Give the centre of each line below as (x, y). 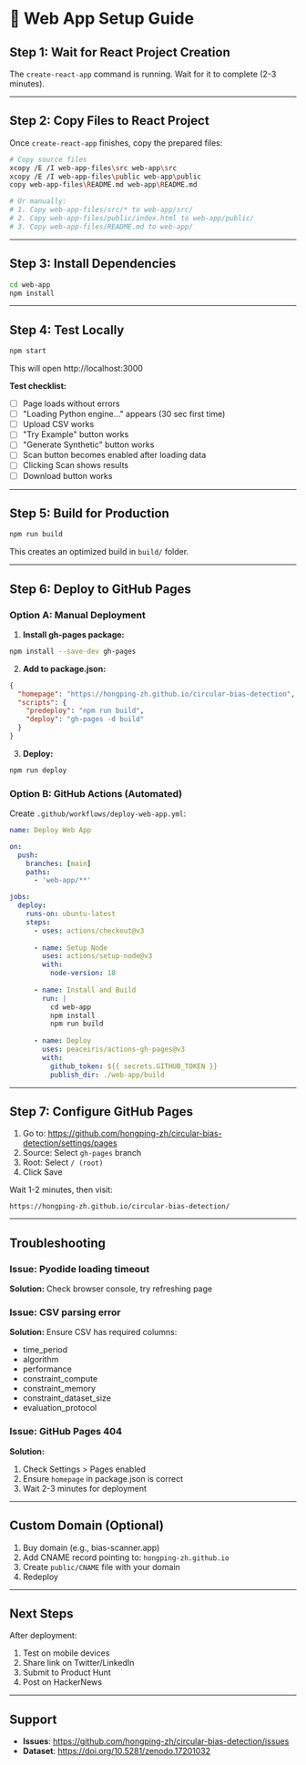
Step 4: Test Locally (67, 330)
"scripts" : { (42, 702)
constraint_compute (60, 1379)
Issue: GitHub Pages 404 (66, 1432)
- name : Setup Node (70, 948)
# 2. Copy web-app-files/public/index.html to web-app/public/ (132, 219)
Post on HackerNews (62, 1682)
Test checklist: (38, 386)
